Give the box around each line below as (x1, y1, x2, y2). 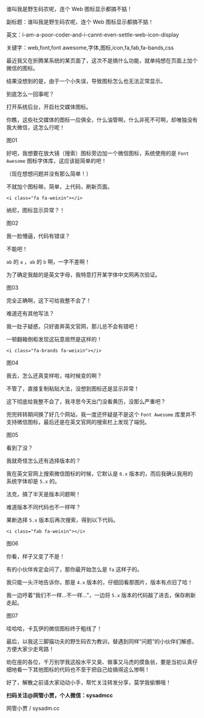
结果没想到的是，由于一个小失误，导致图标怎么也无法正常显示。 (6, 78, 166, 84)
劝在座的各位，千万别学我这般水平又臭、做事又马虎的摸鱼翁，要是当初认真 (6, 658, 192, 665)
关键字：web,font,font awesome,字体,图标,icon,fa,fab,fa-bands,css (6, 44, 174, 51)
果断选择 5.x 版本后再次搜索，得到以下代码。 (6, 516, 119, 524)
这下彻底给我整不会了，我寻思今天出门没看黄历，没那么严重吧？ (6, 398, 166, 405)
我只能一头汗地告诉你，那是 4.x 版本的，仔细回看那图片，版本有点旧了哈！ (6, 579, 193, 586)
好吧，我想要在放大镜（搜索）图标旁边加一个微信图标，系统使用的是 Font (6, 149, 189, 157)
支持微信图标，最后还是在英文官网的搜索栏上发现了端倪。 (6, 419, 150, 425)
